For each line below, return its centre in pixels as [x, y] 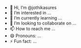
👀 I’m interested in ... [30, 13]
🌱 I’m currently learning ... [36, 18]
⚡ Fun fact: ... [23, 41]
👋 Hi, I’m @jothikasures [33, 8]
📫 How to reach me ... [32, 29]
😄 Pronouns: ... [26, 36]
